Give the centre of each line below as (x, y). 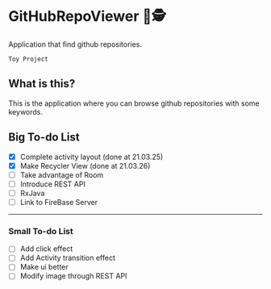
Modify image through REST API (73, 276)
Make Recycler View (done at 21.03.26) (85, 165)
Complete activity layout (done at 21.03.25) (92, 157)
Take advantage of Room (62, 174)
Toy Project (28, 59)
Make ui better (44, 267)
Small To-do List (41, 231)
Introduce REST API (53, 184)
